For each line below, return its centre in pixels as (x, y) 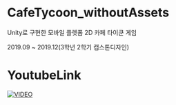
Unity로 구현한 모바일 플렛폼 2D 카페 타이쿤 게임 (72, 32)
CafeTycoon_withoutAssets (88, 13)
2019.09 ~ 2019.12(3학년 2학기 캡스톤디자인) (68, 47)
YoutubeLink (44, 75)
